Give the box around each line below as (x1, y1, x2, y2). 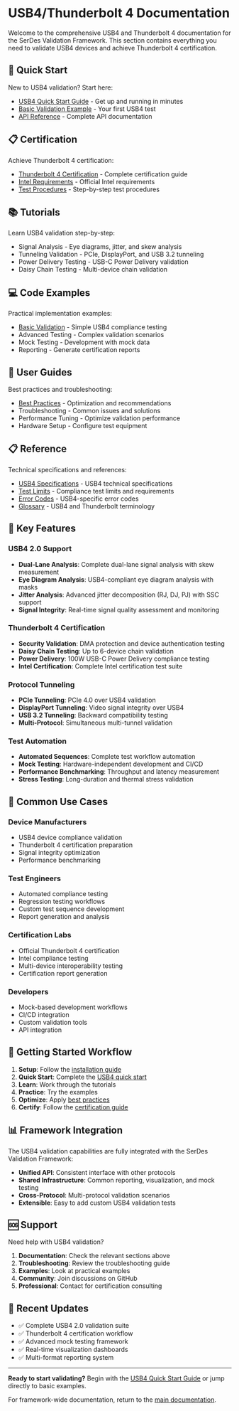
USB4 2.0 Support (8, 544, 72, 554)
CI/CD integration (18, 1010, 70, 1018)
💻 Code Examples (8, 287, 91, 299)
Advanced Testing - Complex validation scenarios (18, 331, 165, 339)
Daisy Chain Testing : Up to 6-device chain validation (18, 646, 174, 655)
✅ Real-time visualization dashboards (18, 1346, 128, 1354)
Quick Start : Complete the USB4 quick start (18, 1072, 148, 1081)
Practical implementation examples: (8, 309, 113, 318)
